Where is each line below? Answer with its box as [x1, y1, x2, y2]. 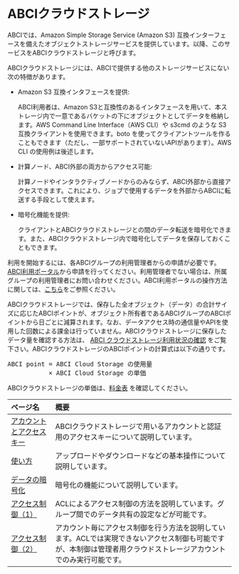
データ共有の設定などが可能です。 [97, 509, 211, 519]
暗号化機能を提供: [17, 210, 70, 218]
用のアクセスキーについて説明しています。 [55, 432, 197, 442]
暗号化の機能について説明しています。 [55, 480, 183, 490]
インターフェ [188, 31, 226, 39]
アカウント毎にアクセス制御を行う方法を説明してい [55, 523, 226, 533]
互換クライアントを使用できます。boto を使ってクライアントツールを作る [17, 129, 231, 138]
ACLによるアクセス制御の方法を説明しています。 [55, 499, 218, 509]
